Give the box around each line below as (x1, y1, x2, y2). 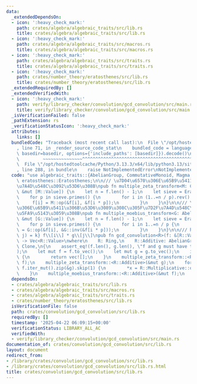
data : (6, 8, 19, 15)
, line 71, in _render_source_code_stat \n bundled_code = (16, 145, 169, 151)
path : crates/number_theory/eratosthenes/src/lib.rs (16, 74, 148, 80)
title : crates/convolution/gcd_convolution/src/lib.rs (6, 369, 143, 375)
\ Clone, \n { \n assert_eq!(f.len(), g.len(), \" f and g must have (16, 243, 188, 250)
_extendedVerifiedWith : (11, 90, 69, 96)
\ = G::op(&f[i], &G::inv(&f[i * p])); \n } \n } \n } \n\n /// (16, 227, 188, 233)
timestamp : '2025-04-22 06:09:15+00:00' (11, 319, 111, 326)
